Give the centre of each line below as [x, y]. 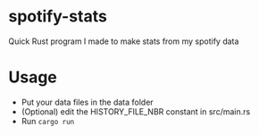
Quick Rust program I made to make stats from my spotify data [124, 41]
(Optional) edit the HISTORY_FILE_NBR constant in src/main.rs [136, 111]
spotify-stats [58, 17]
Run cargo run [48, 121]
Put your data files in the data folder [87, 102]
